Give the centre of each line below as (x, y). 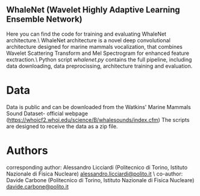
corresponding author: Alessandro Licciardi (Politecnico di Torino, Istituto (97, 167)
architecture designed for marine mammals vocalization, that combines (94, 46)
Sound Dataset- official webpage (47, 113)
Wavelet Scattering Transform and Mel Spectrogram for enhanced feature (98, 53)
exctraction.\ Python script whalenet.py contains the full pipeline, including (99, 59)
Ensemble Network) (44, 20)
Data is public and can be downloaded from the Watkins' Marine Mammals (98, 107)
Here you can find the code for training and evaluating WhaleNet (86, 34)
